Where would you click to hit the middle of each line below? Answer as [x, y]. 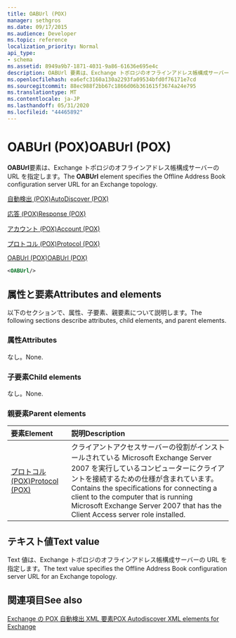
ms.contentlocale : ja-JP [44, 99]
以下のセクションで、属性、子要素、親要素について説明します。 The [105, 313]
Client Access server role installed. [129, 515]
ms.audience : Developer [42, 33]
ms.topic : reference [38, 40]
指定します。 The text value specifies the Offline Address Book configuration [117, 569]
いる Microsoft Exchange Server [159, 458]
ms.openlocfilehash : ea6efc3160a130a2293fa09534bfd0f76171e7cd [102, 79]
